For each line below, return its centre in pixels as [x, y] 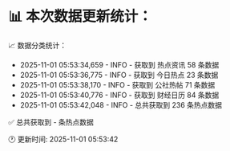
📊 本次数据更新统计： [80, 16]
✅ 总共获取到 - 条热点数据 [51, 122]
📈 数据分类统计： [37, 45]
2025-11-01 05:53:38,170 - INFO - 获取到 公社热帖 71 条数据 [117, 84]
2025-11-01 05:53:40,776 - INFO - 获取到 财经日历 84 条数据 [119, 95]
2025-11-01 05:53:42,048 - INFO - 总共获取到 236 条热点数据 [121, 104]
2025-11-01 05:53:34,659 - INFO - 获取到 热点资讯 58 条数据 [119, 64]
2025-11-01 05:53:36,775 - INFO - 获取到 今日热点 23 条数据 [119, 75]
